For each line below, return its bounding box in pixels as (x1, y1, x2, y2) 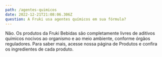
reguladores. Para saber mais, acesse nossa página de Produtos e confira (5, 41, 157, 47)
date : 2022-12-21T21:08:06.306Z (5, 12, 72, 17)
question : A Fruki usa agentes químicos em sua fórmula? (5, 16, 126, 21)
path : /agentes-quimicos (5, 7, 57, 12)
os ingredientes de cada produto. (5, 46, 74, 52)
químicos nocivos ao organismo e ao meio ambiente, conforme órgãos (5, 35, 150, 41)
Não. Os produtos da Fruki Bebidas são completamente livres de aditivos (5, 30, 155, 36)
